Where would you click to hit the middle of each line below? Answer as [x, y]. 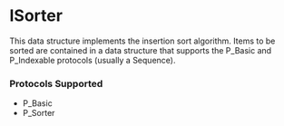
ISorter [36, 16]
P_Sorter [39, 113]
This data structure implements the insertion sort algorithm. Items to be [142, 41]
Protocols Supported [56, 83]
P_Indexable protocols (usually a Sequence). [93, 60]
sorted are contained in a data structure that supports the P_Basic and [141, 50]
